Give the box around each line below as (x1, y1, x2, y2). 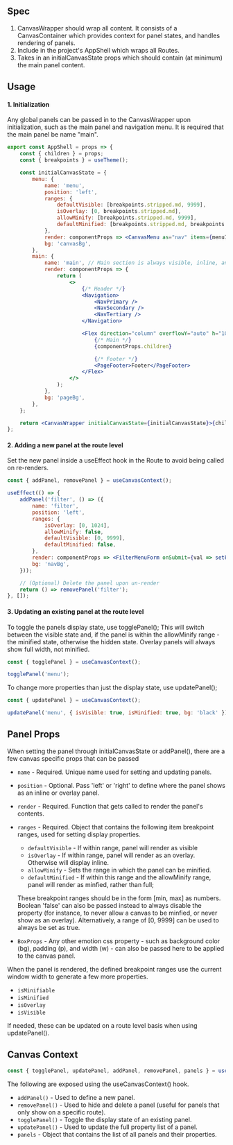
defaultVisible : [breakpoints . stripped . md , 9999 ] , (56, 201, 207, 209)
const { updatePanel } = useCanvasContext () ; (7, 697, 141, 704)
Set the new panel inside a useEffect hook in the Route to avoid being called (7, 456, 224, 465)
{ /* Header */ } (81, 285, 126, 292)
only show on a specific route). (17, 1108, 106, 1116)
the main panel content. (17, 60, 85, 69)
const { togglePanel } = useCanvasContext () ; (7, 658, 141, 665)
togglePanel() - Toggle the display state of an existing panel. (17, 1115, 192, 1124)
